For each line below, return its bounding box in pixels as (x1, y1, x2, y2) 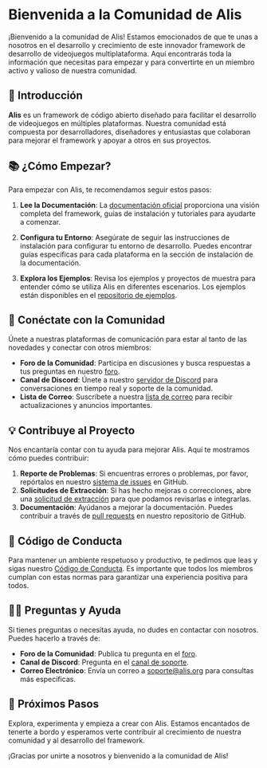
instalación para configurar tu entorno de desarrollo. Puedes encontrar (19, 241, 253, 250)
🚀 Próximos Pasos (8, 697, 100, 711)
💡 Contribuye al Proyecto (8, 424, 135, 437)
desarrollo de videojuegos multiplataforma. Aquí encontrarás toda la (8, 49, 232, 58)
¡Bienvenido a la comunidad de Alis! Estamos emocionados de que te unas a (8, 32, 259, 41)
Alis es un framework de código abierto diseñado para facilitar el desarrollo (8, 110, 257, 120)
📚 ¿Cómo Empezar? (8, 159, 112, 173)
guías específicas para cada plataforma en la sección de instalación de (19, 249, 253, 259)
